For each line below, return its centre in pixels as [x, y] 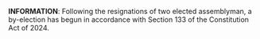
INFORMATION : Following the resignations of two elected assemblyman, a [130, 11]
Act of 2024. [29, 28]
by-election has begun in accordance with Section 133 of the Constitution [128, 19]
